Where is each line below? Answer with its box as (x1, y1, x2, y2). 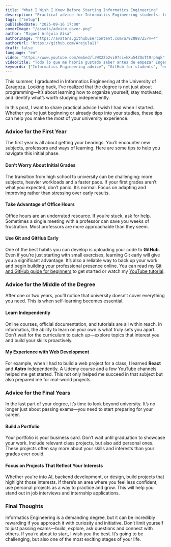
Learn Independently (5, 309, 51, 316)
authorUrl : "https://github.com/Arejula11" (5, 41, 99, 46)
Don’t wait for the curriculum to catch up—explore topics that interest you (5, 332, 160, 338)
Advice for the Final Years (5, 389, 70, 396)
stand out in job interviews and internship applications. (5, 490, 120, 496)
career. (5, 411, 20, 418)
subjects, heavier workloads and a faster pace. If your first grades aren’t (5, 179, 157, 185)
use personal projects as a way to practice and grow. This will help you (5, 485, 154, 491)
